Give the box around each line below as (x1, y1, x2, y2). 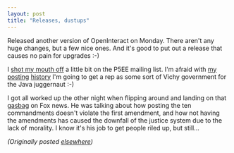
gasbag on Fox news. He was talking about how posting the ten (7, 101, 192, 109)
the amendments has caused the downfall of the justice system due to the (7, 116, 223, 124)
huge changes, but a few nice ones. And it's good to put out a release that (7, 44, 223, 52)
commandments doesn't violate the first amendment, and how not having (7, 109, 220, 117)
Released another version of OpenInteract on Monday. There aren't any (7, 36, 215, 44)
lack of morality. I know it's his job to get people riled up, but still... (7, 123, 199, 132)
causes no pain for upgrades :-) (7, 51, 100, 60)
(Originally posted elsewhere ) (7, 137, 94, 145)
